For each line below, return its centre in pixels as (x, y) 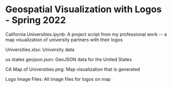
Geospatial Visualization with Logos (83, 9)
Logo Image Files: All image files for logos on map (58, 79)
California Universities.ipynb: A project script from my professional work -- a (86, 34)
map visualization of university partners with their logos (64, 40)
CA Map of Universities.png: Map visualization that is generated (73, 69)
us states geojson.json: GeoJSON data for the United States (69, 59)
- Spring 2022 (36, 20)
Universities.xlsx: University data (40, 49)
